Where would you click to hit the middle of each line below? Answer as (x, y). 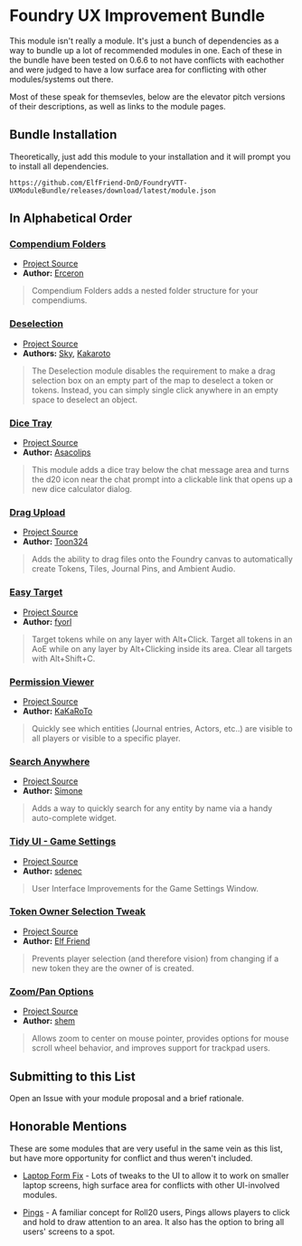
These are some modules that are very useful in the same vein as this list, (146, 1148)
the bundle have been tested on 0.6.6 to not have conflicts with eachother (147, 60)
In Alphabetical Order (71, 218)
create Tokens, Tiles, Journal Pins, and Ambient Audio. (133, 569)
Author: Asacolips (57, 452)
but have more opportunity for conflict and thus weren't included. (131, 1157)
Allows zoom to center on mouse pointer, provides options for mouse (160, 1038)
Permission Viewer (52, 682)
